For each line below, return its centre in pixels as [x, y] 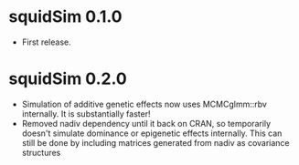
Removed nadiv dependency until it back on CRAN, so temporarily [146, 123]
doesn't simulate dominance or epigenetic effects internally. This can [152, 133]
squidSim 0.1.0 [65, 17]
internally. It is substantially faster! [86, 113]
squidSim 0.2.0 [68, 79]
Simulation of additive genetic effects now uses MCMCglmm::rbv [144, 104]
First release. [46, 42]
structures [41, 152]
